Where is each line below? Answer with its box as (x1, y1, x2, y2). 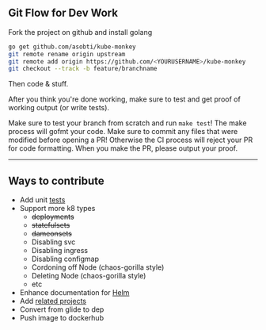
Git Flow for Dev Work (8, 6, 119, 20)
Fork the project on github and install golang (8, 27, 153, 36)
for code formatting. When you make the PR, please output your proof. (8, 144, 238, 153)
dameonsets (31, 229, 73, 239)
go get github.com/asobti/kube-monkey (8, 43, 136, 51)
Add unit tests (19, 195, 66, 205)
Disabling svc (31, 237, 76, 247)
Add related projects (19, 297, 87, 306)
